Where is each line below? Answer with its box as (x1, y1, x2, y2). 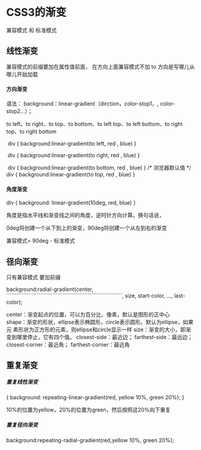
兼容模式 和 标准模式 (6, 27, 57, 34)
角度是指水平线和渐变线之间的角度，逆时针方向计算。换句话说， (6, 211, 164, 219)
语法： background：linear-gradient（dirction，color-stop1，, (6, 100, 159, 107)
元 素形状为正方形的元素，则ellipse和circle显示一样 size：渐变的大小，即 (6, 326, 186, 333)
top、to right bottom (6, 128, 57, 135)
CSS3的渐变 (6, 5, 67, 19)
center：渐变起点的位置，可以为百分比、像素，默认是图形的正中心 (6, 311, 170, 318)
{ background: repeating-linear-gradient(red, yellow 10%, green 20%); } (6, 394, 185, 401)
